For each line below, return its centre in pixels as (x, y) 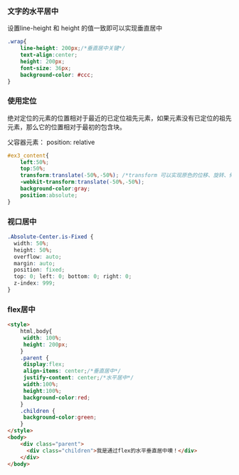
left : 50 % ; (35, 162)
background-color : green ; (60, 418)
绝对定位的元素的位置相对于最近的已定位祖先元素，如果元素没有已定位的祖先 (119, 118)
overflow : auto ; (38, 257)
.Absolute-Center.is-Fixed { (51, 237)
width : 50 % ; (32, 243)
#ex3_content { (28, 155)
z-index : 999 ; (34, 283)
